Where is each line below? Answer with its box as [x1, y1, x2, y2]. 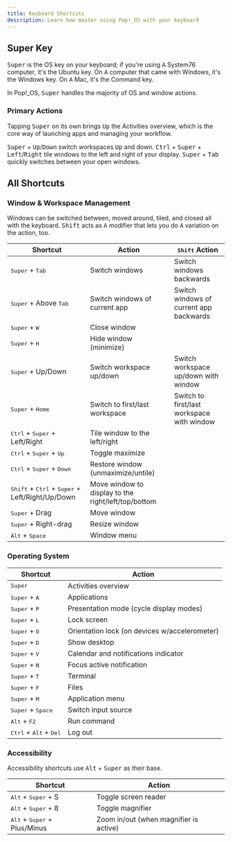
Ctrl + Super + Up [10, 448, 65, 458]
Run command [68, 716, 115, 726]
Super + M [10, 694, 39, 703]
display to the [90, 488, 134, 498]
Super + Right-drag [10, 519, 72, 529]
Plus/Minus [10, 823, 47, 832]
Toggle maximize [90, 448, 146, 458]
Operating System [7, 552, 70, 561]
